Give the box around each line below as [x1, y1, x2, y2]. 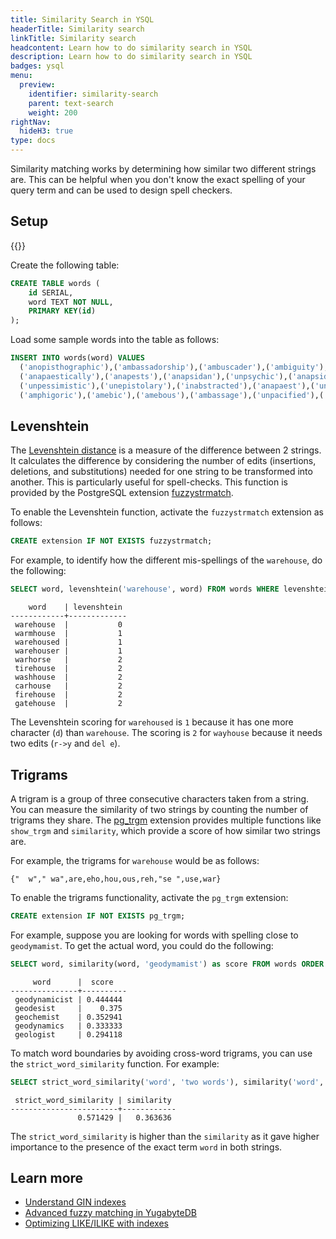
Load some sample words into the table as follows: [10, 334, 220, 346]
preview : [19, 80, 56, 90]
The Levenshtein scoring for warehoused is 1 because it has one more [10, 716, 294, 728]
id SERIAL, [28, 287, 74, 298]
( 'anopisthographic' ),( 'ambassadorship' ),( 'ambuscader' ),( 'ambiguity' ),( [19, 362, 333, 373]
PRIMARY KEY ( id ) [28, 306, 97, 316]
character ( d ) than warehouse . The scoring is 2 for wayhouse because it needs [10, 727, 323, 739]
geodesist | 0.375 [14, 1003, 123, 1013]
